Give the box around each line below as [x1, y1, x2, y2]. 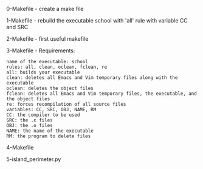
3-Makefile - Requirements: [6, 47, 75, 54]
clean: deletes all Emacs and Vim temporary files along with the [6, 75, 178, 81]
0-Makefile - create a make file [6, 5, 84, 12]
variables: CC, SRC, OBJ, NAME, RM [6, 106, 97, 112]
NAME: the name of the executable [6, 128, 94, 134]
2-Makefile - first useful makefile [6, 35, 89, 42]
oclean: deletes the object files [6, 85, 94, 91]
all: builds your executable [6, 69, 80, 75]
